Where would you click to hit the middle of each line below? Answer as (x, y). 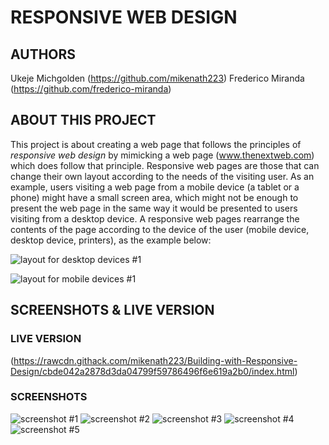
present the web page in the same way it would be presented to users (154, 208)
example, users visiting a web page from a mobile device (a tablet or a (155, 187)
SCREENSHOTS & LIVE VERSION (112, 310)
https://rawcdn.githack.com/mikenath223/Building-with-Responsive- (155, 360)
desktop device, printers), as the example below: (111, 240)
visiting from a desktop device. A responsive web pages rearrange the (155, 218)
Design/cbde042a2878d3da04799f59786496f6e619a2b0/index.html (152, 371)
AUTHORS (43, 54)
